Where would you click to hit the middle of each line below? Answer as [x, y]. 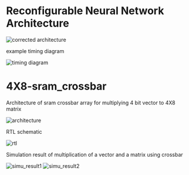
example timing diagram [35, 51]
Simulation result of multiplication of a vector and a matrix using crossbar [95, 154]
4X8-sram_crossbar [56, 86]
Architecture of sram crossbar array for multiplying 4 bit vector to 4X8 [91, 103]
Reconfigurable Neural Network [85, 11]
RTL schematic [24, 131]
